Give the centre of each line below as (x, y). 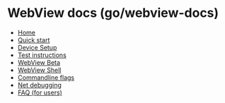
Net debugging (40, 85)
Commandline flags (46, 77)
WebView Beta (39, 62)
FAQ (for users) (40, 92)
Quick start (34, 40)
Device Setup (37, 47)
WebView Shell (39, 70)
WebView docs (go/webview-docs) (113, 13)
